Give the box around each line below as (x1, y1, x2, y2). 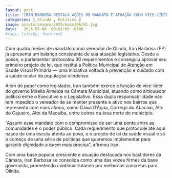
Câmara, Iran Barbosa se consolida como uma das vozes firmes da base (5, 157, 158, 163)
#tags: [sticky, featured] (5, 31, 63, 36)
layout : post (5, 7, 33, 13)
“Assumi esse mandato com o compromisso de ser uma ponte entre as (5, 120, 155, 126)
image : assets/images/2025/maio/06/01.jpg (5, 22, 97, 27)
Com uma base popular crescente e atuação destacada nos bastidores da (5, 152, 161, 157)
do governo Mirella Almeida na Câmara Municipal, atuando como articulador (5, 88, 166, 94)
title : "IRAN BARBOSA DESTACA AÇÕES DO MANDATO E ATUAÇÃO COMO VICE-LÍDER (5, 12, 168, 17)
